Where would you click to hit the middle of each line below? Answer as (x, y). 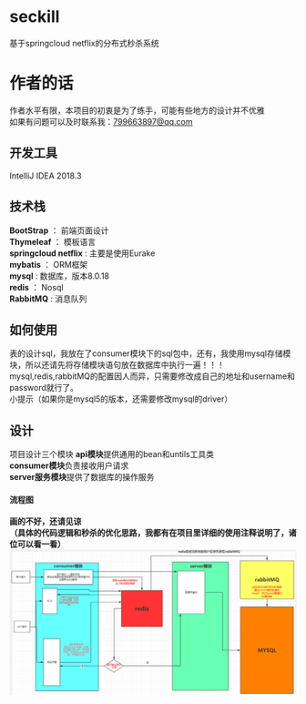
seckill (35, 17)
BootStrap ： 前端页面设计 (59, 230)
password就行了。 (44, 388)
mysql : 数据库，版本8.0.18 (60, 276)
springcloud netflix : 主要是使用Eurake (82, 253)
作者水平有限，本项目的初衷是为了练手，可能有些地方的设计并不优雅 (137, 110)
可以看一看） (41, 545)
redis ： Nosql (36, 287)
